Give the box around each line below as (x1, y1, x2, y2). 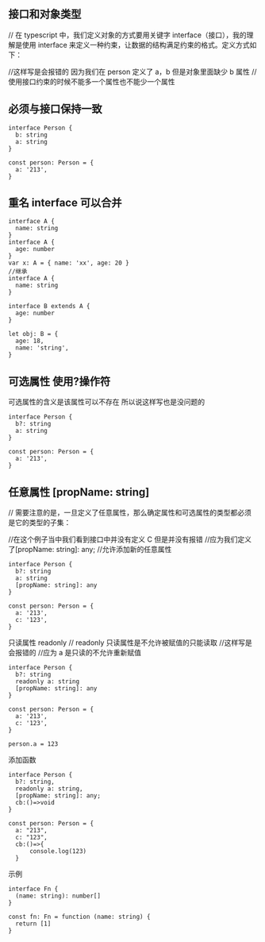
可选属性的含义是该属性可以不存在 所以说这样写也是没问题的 (8, 397, 205, 407)
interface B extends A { (8, 303, 90, 311)
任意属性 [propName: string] (8, 485, 150, 499)
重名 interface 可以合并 (8, 196, 122, 210)
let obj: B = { (8, 330, 59, 338)
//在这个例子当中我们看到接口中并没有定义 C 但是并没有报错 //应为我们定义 (8, 535, 252, 544)
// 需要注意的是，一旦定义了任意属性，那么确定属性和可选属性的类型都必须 (8, 508, 252, 518)
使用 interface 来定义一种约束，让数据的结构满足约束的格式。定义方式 (21, 40, 250, 49)
